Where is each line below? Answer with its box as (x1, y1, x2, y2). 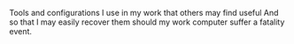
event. (9, 26, 33, 36)
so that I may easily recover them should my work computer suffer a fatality (9, 17, 285, 27)
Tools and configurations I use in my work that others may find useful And (9, 8, 279, 18)
